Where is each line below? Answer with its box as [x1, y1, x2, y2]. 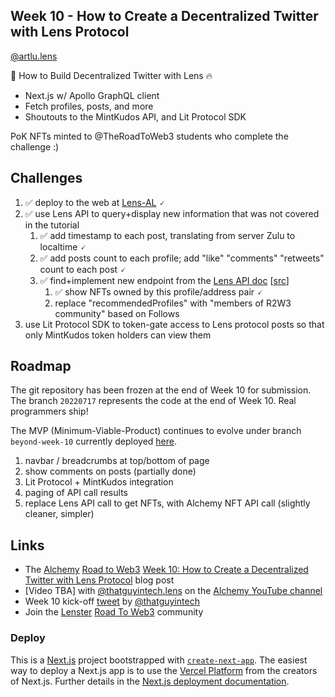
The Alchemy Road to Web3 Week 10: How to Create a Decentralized [24, 564, 309, 576]
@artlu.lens [10, 50, 58, 62]
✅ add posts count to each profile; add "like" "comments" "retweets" [39, 252, 325, 264]
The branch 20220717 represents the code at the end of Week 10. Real [10, 395, 297, 407]
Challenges [10, 170, 83, 187]
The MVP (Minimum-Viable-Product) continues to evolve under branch [10, 425, 302, 437]
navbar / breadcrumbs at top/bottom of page [24, 455, 210, 467]
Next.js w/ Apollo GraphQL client [24, 89, 160, 101]
